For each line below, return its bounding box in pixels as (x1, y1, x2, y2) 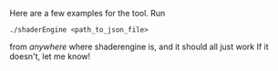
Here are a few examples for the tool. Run (9, 8, 166, 18)
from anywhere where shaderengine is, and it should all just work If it (9, 41, 269, 52)
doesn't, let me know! (9, 51, 91, 62)
